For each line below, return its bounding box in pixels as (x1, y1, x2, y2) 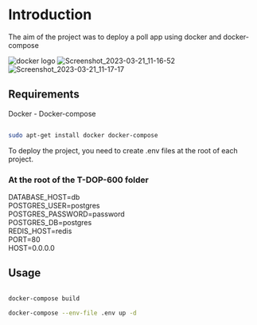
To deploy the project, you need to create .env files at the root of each (8, 145, 238, 155)
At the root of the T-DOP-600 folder (8, 174, 149, 185)
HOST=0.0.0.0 (8, 243, 56, 252)
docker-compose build (8, 294, 80, 303)
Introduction (8, 6, 92, 24)
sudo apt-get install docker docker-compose (8, 131, 158, 139)
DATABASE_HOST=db (8, 192, 80, 201)
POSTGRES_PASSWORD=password (8, 209, 125, 219)
